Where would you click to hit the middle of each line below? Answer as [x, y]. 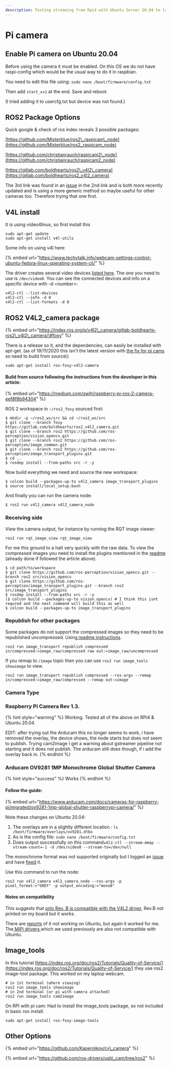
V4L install [22, 212]
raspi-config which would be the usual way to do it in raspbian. [71, 71]
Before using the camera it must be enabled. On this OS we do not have [80, 66]
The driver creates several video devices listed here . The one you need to [83, 273]
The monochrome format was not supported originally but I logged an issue [84, 856]
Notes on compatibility [30, 897]
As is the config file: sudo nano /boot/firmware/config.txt [74, 836]
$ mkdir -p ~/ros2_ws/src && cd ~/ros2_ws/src [55, 418]
